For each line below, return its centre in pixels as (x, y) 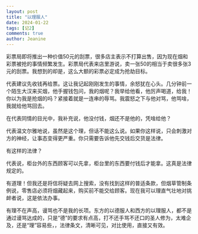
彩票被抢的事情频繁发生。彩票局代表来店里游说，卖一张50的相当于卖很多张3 (99, 64)
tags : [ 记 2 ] (20, 28)
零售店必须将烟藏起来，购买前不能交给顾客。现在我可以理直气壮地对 (104, 190)
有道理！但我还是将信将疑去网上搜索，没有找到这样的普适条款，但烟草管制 (96, 183)
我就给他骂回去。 (27, 106)
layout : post (22, 11)
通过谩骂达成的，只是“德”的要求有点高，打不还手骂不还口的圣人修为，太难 (96, 218)
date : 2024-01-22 (27, 22)
